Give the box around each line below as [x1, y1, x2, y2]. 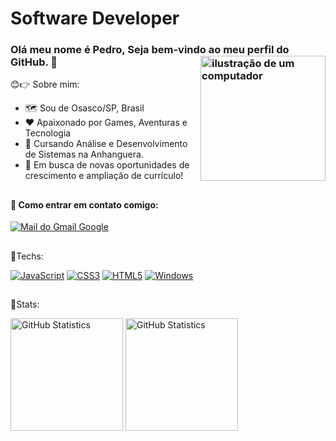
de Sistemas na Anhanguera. [24, 148, 144, 161]
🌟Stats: [10, 298, 40, 311]
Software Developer [10, 7, 180, 30]
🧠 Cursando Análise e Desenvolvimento [24, 138, 188, 150]
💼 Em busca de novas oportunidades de [24, 159, 190, 171]
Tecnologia [24, 127, 72, 139]
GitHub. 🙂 [10, 55, 58, 69]
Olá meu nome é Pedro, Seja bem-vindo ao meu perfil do [10, 43, 290, 57]
